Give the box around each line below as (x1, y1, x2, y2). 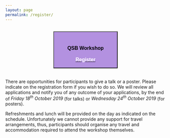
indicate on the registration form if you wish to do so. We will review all (5, 84, 154, 90)
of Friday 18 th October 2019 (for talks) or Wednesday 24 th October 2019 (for (5, 95, 165, 102)
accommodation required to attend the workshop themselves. (5, 127, 135, 133)
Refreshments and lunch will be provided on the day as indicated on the (5, 111, 156, 117)
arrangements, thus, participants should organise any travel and (5, 122, 139, 128)
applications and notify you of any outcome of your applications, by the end (5, 89, 164, 95)
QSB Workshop (67, 45, 104, 51)
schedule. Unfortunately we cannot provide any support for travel (5, 116, 143, 122)
